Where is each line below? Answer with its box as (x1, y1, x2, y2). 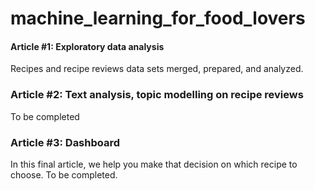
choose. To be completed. (10, 168, 118, 181)
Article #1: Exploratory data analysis (10, 40, 165, 52)
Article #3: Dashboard (10, 135, 121, 149)
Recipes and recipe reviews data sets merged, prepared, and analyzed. (10, 63, 304, 75)
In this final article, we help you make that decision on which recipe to (10, 158, 298, 170)
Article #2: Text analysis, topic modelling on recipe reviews (10, 88, 304, 102)
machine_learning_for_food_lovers (10, 7, 306, 30)
